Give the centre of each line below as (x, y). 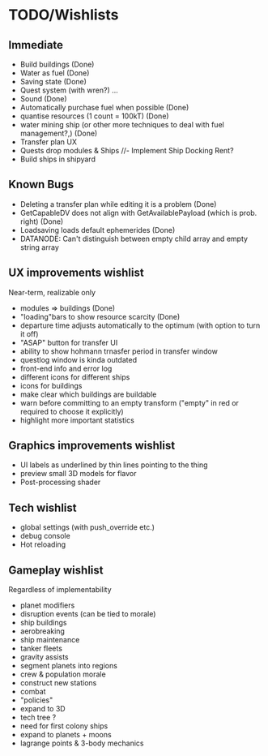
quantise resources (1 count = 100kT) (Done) (94, 116)
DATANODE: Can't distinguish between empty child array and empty (134, 238)
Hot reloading (43, 544)
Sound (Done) (43, 99)
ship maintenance (50, 640)
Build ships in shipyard (57, 159)
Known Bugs (41, 185)
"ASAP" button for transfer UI (69, 342)
